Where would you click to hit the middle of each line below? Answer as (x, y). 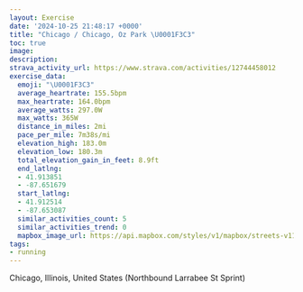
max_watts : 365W (48, 118)
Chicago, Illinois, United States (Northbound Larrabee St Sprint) (128, 278)
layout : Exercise (42, 18)
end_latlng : (40, 169)
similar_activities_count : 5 (72, 219)
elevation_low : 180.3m (60, 151)
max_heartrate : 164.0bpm (64, 101)
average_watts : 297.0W (60, 110)
